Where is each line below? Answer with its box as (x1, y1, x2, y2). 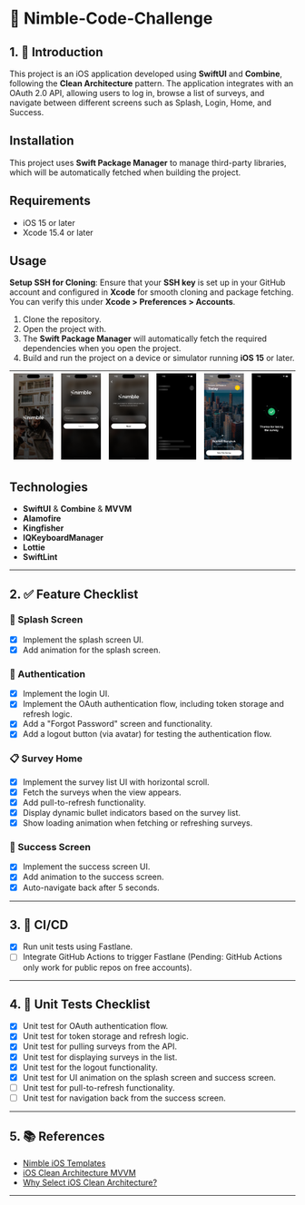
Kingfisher (22, 523, 64, 534)
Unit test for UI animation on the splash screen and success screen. (22, 1072, 277, 1083)
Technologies (9, 479, 89, 495)
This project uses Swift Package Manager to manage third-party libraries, (9, 157, 288, 168)
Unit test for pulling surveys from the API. (22, 1041, 178, 1052)
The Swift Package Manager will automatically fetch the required (22, 333, 268, 344)
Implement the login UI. (22, 689, 111, 700)
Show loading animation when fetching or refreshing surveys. (22, 818, 253, 828)
